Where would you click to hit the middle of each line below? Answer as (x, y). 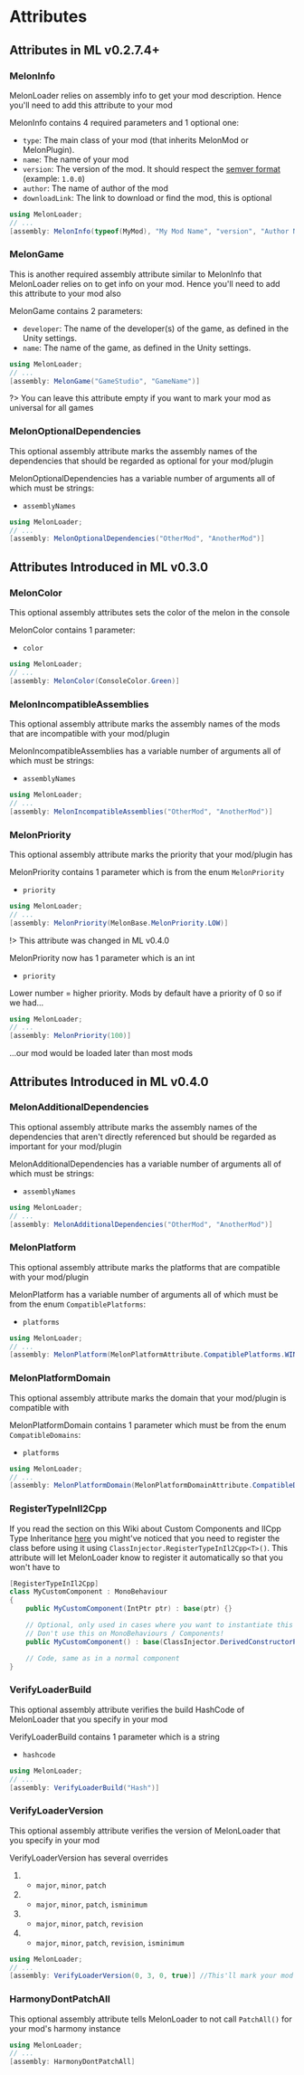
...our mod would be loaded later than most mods (101, 1053)
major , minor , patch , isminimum (91, 1904)
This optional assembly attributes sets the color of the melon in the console (150, 613)
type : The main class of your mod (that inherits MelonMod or (135, 140)
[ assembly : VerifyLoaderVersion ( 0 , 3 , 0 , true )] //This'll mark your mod (152, 1976)
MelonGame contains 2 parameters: (76, 310)
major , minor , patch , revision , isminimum (110, 1942)
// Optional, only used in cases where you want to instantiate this (160, 1625)
